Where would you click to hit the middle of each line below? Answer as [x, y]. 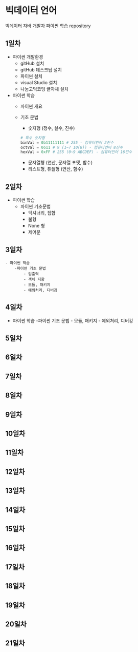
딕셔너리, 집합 [42, 213]
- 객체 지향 [34, 279]
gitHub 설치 [32, 63]
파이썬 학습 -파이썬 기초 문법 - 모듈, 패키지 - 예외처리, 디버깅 [73, 320]
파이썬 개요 [31, 106]
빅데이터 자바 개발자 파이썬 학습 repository [48, 26]
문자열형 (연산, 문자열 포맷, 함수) [60, 163]
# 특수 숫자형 [32, 138]
